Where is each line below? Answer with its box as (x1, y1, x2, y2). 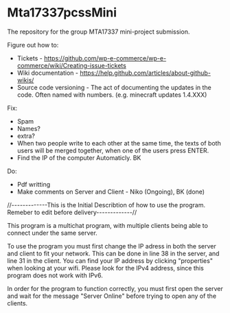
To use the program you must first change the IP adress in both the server (7, 242, 216, 250)
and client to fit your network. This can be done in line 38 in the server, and (7, 249, 220, 257)
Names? (16, 124, 41, 132)
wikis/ (16, 76, 34, 84)
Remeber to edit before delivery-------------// (7, 208, 137, 216)
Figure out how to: (7, 40, 59, 49)
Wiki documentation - (16, 69, 79, 77)
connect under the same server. (7, 229, 97, 237)
